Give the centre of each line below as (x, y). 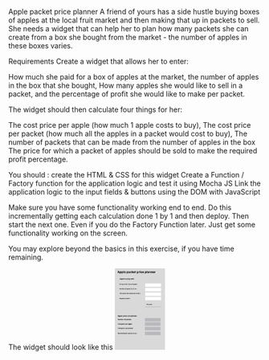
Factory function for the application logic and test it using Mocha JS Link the (134, 183)
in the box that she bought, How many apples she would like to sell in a (126, 85)
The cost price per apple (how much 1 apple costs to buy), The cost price (130, 125)
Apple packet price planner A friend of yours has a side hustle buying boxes (134, 12)
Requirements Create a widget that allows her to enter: (98, 61)
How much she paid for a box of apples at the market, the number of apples (134, 77)
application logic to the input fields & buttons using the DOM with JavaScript (134, 192)
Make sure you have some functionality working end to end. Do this (120, 207)
